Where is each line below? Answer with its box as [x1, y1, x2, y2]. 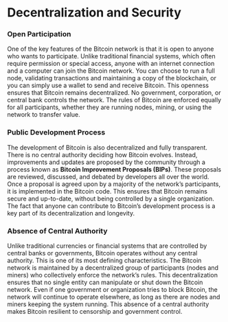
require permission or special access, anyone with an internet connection [7, 60, 215, 68]
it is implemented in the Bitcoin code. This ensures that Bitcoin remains [7, 187, 208, 195]
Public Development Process [7, 128, 106, 137]
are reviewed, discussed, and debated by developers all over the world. [7, 172, 209, 181]
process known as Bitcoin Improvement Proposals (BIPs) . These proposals [7, 165, 222, 173]
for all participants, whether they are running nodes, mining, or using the [7, 103, 212, 111]
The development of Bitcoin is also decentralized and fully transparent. [7, 143, 208, 152]
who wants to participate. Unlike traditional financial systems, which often [7, 52, 216, 60]
